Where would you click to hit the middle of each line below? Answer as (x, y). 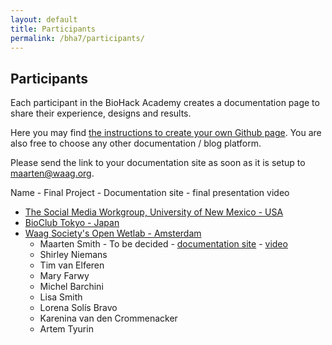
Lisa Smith (61, 297)
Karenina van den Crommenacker (108, 318)
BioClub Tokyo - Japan (72, 223)
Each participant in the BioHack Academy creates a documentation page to (165, 103)
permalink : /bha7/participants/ (77, 38)
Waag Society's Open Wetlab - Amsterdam (113, 233)
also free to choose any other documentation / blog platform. (136, 143)
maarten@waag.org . (52, 173)
